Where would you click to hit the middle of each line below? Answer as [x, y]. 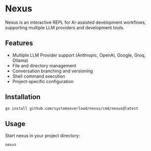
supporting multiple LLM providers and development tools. [65, 27]
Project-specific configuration [43, 81]
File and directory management [44, 65]
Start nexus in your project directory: [43, 136]
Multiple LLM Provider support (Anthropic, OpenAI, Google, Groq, [79, 55]
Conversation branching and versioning [52, 71]
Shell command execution [39, 76]
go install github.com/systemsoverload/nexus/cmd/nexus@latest [72, 108]
